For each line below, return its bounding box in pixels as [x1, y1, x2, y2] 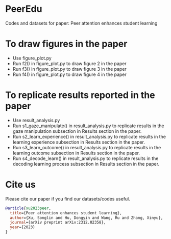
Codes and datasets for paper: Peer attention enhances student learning [5, 20, 158, 26]
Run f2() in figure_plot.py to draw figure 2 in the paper [12, 60, 127, 67]
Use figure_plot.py [12, 55, 52, 61]
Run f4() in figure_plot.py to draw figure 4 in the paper [12, 71, 127, 77]
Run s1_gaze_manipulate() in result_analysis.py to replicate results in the [12, 123, 164, 129]
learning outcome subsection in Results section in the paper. [12, 150, 140, 156]
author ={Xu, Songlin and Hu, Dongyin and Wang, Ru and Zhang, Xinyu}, [10, 215, 163, 221]
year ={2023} [10, 225, 36, 230]
